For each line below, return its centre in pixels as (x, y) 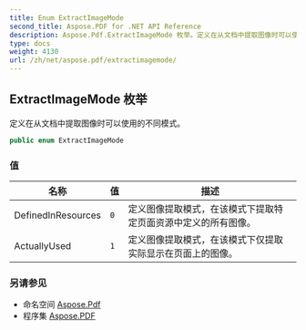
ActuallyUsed (43, 245)
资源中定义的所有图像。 (206, 222)
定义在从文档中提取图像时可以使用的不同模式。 (97, 123)
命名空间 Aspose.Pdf (61, 304)
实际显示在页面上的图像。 (183, 253)
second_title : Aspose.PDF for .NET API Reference (106, 26)
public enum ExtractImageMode (67, 140)
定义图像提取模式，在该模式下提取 (201, 209)
